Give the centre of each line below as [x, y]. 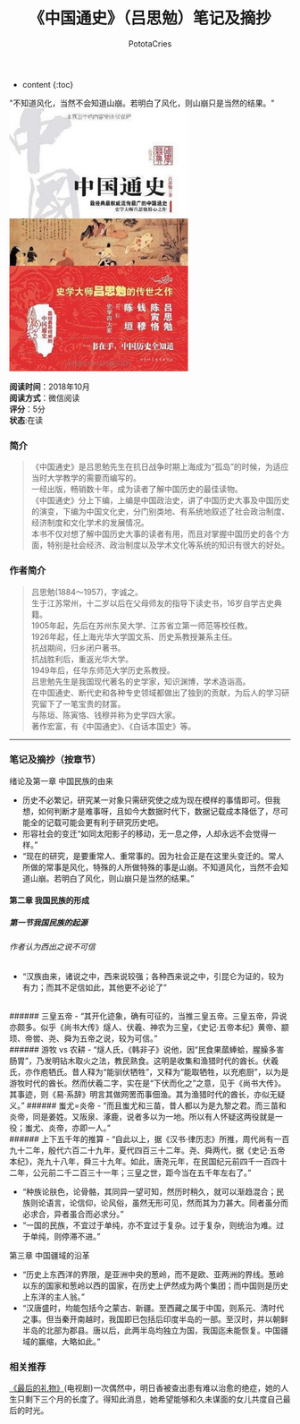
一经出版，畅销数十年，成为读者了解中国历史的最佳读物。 [137, 490]
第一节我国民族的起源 [48, 923]
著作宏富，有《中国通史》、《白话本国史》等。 [113, 726]
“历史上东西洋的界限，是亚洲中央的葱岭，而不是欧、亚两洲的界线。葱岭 [153, 1275]
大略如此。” [81, 1342]
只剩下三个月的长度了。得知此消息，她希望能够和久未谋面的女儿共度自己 [150, 1399]
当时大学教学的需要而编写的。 [86, 478]
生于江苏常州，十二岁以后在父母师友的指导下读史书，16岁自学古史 [153, 603]
